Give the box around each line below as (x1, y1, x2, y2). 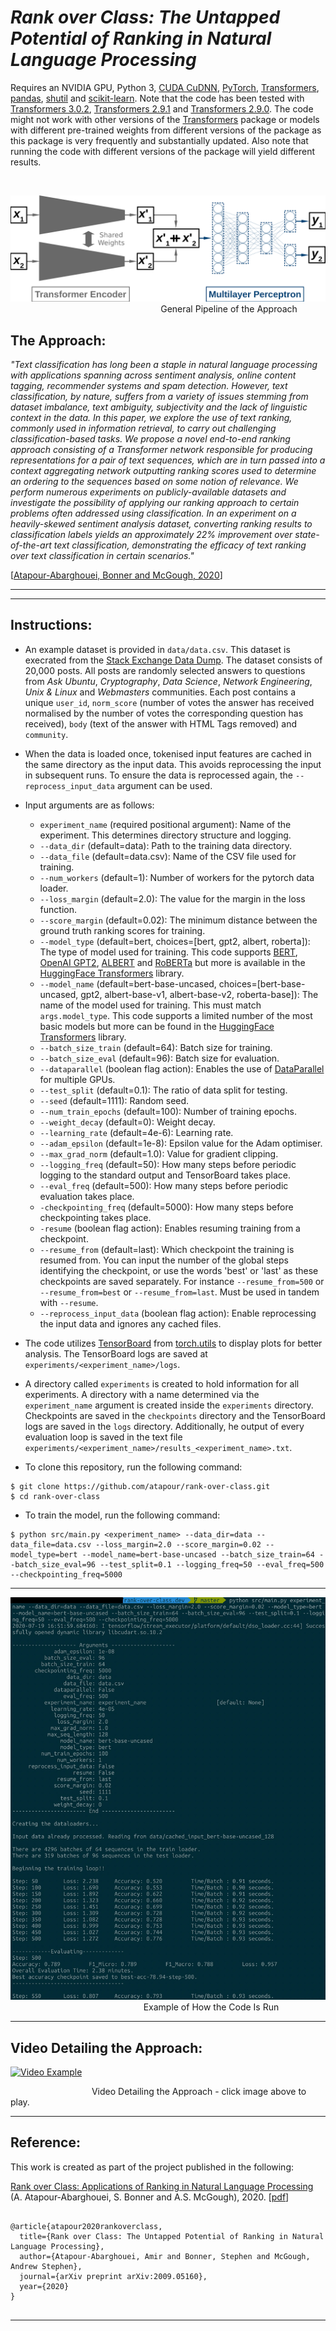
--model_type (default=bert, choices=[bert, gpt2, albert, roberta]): (39, 935, 311, 947)
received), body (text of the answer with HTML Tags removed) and (24, 717, 297, 730)
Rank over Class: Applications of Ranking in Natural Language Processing (10, 2180, 314, 2192)
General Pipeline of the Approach (160, 303, 298, 315)
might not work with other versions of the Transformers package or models (10, 113, 320, 125)
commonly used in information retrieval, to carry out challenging (10, 422, 277, 435)
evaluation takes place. (39, 1190, 135, 1202)
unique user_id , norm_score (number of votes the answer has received (24, 696, 315, 708)
